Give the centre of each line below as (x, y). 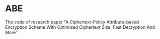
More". (12, 32)
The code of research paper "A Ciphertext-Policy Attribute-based (72, 22)
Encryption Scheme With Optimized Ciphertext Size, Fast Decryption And (80, 27)
